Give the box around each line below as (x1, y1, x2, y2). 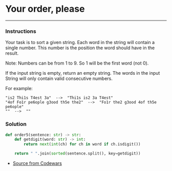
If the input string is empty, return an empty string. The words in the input (5, 70, 160, 76)
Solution (5, 121, 27, 128)
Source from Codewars (12, 160, 62, 166)
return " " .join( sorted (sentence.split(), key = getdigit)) (14, 151, 141, 156)
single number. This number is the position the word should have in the (5, 45, 155, 51)
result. (5, 50, 19, 56)
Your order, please (5, 3, 85, 15)
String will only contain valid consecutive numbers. (5, 75, 113, 82)
